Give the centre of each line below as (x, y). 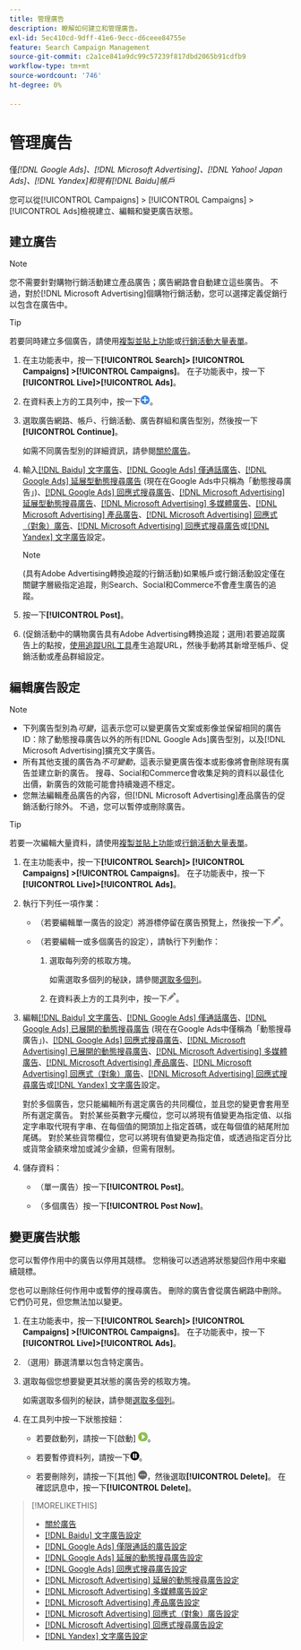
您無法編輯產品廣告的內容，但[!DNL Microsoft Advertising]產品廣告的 (150, 795)
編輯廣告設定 (45, 687)
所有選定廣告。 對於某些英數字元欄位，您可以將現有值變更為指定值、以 (153, 1115)
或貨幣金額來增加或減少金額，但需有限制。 (101, 1149)
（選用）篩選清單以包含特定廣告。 (85, 1362)
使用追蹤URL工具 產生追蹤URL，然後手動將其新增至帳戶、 (175, 645)
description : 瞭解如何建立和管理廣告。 (75, 28)
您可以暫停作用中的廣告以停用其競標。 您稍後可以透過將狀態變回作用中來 (144, 1260)
